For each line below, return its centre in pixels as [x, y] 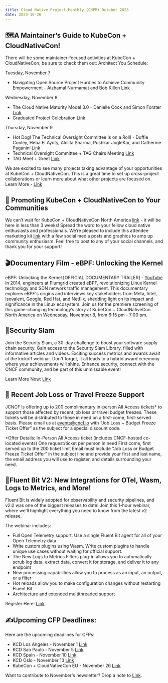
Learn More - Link [24, 184]
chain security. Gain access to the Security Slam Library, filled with [74, 348]
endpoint [22, 567]
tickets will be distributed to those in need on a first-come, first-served [78, 417]
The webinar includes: [28, 526]
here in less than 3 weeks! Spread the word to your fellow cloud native [78, 225]
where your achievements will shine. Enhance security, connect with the [80, 364]
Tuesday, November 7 [28, 73]
